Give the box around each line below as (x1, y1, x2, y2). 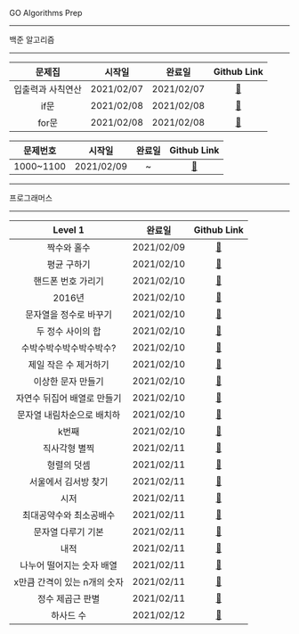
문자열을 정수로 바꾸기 (25, 309, 113, 320)
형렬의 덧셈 (46, 459, 91, 471)
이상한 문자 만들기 (33, 375, 104, 387)
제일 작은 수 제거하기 (28, 358, 109, 371)
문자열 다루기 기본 (33, 526, 104, 538)
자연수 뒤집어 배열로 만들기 (15, 392, 122, 404)
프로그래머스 (9, 193, 53, 203)
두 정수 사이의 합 (36, 325, 101, 337)
